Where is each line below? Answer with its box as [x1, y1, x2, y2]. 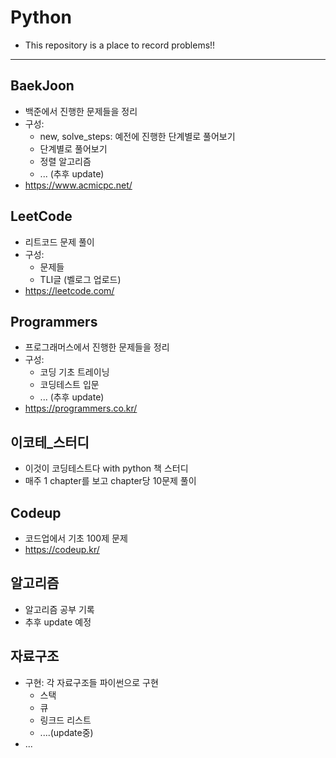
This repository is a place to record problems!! [24, 39, 216, 51]
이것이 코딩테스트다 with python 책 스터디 [24, 462, 189, 475]
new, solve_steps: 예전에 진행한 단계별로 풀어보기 [39, 130, 236, 142]
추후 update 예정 [24, 616, 92, 628]
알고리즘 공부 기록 [24, 603, 95, 615]
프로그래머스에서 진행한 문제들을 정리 [24, 341, 170, 353]
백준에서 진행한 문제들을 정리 [24, 105, 138, 117]
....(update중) [39, 726, 94, 738]
